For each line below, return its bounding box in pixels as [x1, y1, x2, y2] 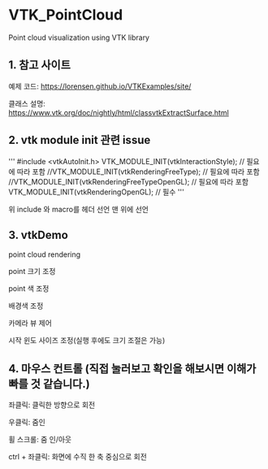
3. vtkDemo [8, 228, 69, 241]
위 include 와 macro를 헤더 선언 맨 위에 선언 [8, 204, 149, 214]
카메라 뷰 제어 [8, 319, 53, 328]
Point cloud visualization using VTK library [8, 33, 150, 42]
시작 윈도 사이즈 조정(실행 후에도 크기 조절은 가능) [8, 336, 166, 345]
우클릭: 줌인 [8, 417, 46, 428]
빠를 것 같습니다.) [8, 376, 91, 391]
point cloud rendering [8, 250, 81, 259]
